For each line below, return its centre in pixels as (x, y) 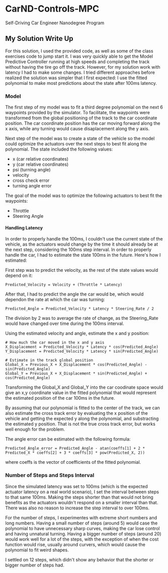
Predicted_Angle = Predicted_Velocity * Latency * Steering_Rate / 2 (80, 309)
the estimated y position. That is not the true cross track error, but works (80, 424)
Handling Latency (24, 227)
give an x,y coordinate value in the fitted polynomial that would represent (81, 393)
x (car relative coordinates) (40, 159)
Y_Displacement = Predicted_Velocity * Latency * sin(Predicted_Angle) (82, 352)
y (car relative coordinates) (40, 164)
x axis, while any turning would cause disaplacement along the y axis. (77, 129)
